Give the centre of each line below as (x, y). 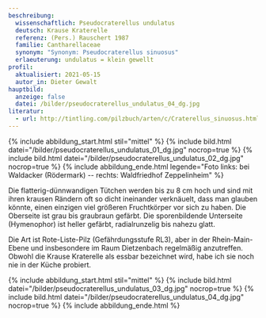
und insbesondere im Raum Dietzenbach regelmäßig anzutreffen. (137, 247)
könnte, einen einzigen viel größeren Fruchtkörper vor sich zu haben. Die (127, 207)
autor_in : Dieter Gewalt (56, 82)
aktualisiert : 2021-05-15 (58, 75)
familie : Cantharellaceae (58, 45)
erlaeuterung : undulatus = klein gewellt (85, 60)
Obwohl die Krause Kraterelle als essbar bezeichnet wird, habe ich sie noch (131, 256)
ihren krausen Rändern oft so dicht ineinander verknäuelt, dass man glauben (133, 198)
